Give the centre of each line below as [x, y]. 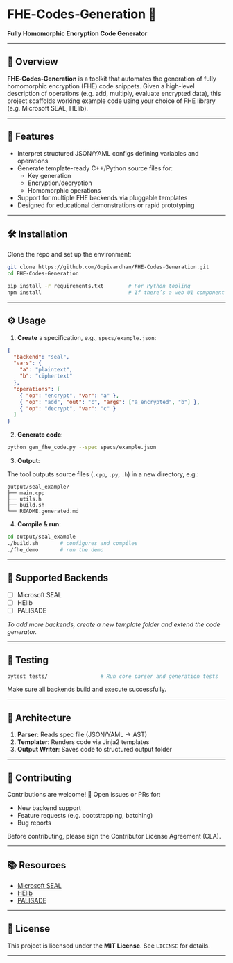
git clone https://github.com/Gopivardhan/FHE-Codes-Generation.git [108, 267]
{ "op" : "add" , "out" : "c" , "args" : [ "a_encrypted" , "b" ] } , [110, 402]
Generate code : [40, 435]
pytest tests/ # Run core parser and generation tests [113, 676]
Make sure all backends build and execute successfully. [87, 689]
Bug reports [34, 823]
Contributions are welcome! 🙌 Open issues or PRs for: [84, 794]
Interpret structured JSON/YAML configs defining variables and [108, 153]
